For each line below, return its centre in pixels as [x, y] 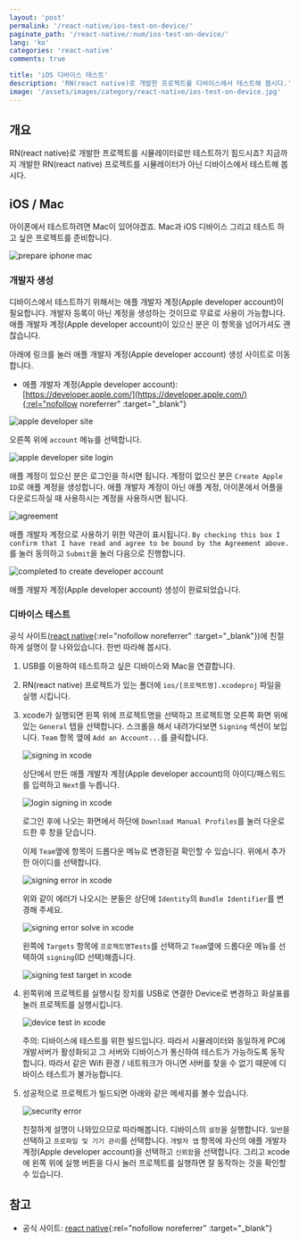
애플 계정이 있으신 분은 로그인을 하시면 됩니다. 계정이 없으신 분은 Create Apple [146, 476]
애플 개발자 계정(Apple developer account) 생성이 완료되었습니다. [125, 589]
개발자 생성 [32, 280]
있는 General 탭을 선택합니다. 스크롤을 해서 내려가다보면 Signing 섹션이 [146, 726]
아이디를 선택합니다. [66, 862]
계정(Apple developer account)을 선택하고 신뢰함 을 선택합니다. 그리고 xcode [156, 1151]
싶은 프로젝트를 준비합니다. [65, 238]
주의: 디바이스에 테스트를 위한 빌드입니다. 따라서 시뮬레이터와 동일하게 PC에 [154, 1040]
